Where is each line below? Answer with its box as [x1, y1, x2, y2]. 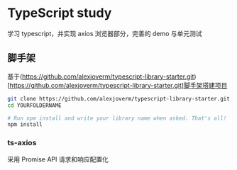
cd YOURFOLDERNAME [7, 101, 62, 109]
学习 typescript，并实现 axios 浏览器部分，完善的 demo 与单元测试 [7, 29, 202, 38]
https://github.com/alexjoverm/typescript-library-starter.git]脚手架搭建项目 [9, 81, 228, 89]
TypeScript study [7, 5, 112, 21]
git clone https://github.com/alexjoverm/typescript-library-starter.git [7, 95, 231, 102]
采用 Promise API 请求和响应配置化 [7, 154, 109, 164]
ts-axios [7, 138, 37, 148]
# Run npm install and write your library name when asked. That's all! [7, 115, 227, 122]
